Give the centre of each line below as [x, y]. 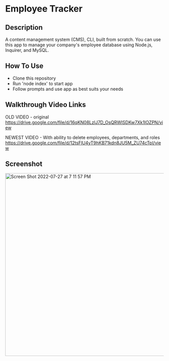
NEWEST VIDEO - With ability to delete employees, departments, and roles [82, 137]
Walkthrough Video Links [46, 105]
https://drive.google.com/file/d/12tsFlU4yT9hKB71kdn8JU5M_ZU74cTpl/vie [83, 143]
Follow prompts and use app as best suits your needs [68, 89]
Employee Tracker [44, 9]
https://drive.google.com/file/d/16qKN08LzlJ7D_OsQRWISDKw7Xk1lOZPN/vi [84, 122]
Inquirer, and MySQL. [27, 50]
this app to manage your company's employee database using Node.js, [79, 45]
